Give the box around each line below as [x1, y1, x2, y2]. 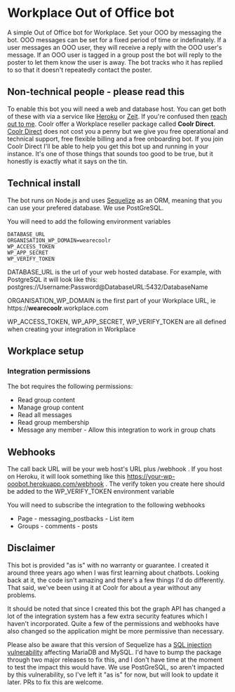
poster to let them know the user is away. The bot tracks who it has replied [7, 58, 223, 66]
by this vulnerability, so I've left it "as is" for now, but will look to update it [7, 670, 219, 679]
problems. [7, 591, 36, 599]
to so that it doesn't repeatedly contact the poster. [7, 65, 152, 74]
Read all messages [17, 411, 72, 419]
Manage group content [17, 403, 84, 412]
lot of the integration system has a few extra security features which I [7, 612, 208, 620]
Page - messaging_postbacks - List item [17, 515, 135, 523]
